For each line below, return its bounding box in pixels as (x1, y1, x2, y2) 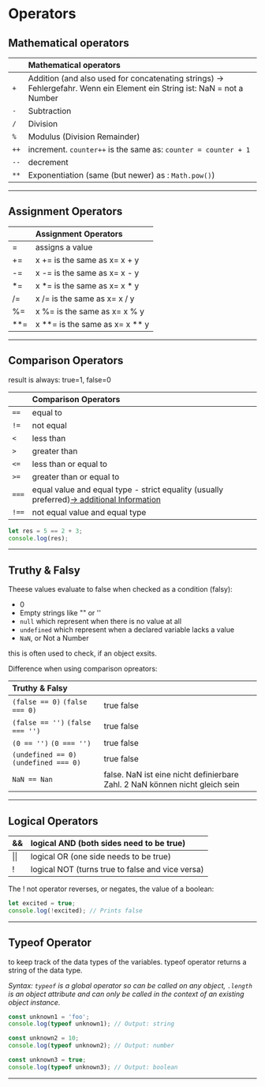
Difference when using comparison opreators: (8, 664, 158, 674)
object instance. (8, 997, 61, 1007)
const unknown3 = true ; (8, 1056, 87, 1064)
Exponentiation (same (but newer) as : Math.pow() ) (28, 170, 215, 180)
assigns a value (35, 242, 93, 253)
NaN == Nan (12, 775, 53, 784)
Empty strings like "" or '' (19, 608, 101, 618)
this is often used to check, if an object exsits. (8, 649, 158, 658)
